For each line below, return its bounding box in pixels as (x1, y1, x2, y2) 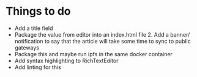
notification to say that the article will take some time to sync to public (14, 37, 191, 45)
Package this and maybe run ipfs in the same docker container (14, 50, 173, 57)
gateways (14, 44, 39, 51)
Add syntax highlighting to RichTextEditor (14, 57, 119, 64)
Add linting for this (14, 63, 62, 71)
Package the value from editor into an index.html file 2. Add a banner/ (14, 31, 190, 38)
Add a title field (14, 24, 53, 32)
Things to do (6, 4, 71, 18)
